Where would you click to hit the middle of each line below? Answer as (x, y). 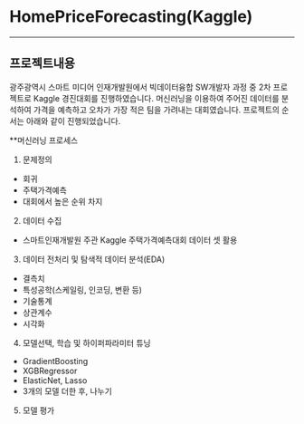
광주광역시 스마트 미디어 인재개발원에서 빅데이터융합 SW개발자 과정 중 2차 (140, 87)
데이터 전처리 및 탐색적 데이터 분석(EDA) (94, 259)
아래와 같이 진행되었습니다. (73, 120)
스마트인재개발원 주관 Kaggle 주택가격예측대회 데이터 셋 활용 (130, 240)
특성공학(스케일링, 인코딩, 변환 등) (82, 289)
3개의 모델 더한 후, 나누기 (67, 390)
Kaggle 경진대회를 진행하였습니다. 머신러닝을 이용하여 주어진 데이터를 (156, 98)
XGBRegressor (50, 371)
